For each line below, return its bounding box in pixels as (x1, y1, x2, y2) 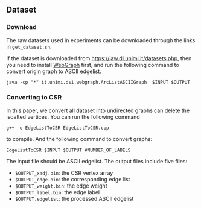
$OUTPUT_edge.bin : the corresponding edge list (14, 175, 130, 183)
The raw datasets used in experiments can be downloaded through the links (6, 36, 196, 44)
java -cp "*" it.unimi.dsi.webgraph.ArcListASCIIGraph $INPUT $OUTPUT (6, 79, 190, 85)
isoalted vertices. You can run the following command (6, 113, 140, 120)
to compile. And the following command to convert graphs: (6, 135, 153, 142)
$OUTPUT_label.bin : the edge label (14, 188, 100, 195)
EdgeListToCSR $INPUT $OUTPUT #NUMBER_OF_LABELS (6, 147, 131, 153)
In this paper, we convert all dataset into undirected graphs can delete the (6, 107, 190, 114)
